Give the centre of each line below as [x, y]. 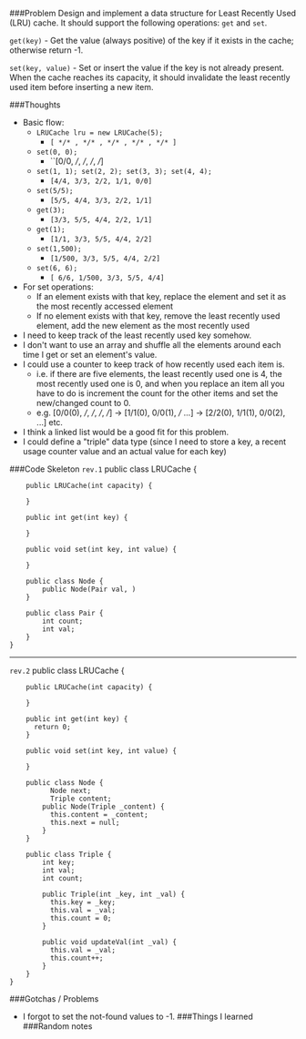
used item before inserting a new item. [82, 87]
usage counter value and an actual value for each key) [125, 451]
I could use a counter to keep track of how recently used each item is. [153, 364]
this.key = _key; [83, 902]
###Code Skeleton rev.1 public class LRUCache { [103, 469]
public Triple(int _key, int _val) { [113, 894]
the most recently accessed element [105, 306]
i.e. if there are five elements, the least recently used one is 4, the [159, 374]
